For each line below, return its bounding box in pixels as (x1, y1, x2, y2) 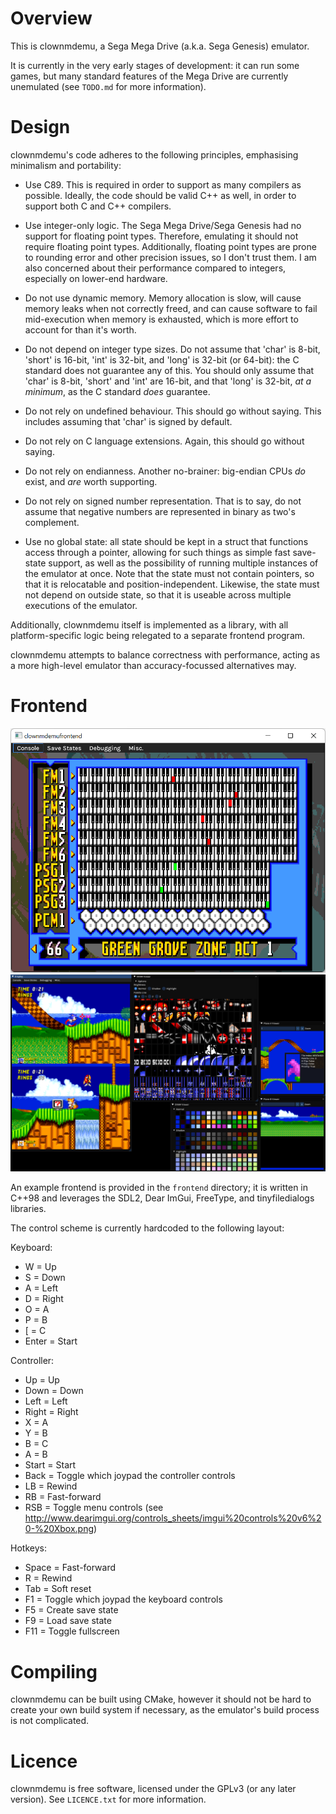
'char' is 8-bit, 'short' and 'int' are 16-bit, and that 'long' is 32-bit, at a (24, 375, 312, 387)
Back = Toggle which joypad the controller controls (24, 1470, 236, 1482)
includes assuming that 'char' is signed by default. (24, 415, 233, 427)
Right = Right (24, 1406, 79, 1418)
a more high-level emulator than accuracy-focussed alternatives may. (10, 659, 297, 671)
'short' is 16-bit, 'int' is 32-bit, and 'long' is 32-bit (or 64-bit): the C (24, 353, 300, 366)
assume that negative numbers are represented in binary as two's (24, 505, 296, 517)
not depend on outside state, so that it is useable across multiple (24, 588, 292, 601)
